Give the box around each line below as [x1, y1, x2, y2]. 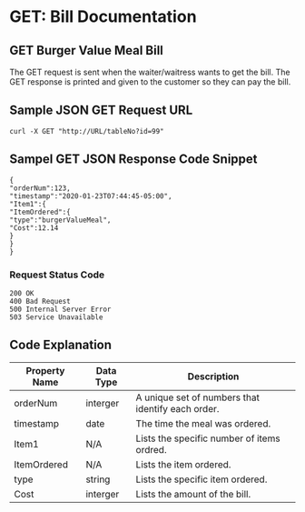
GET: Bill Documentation [9, 6, 197, 27]
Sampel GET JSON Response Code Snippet [9, 152, 258, 167]
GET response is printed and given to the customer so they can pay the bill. [9, 76, 291, 87]
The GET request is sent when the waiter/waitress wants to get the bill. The [9, 66, 290, 77]
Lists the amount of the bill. [135, 487, 251, 500]
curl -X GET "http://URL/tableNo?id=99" [9, 126, 165, 136]
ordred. [135, 443, 167, 456]
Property [25, 364, 65, 376]
